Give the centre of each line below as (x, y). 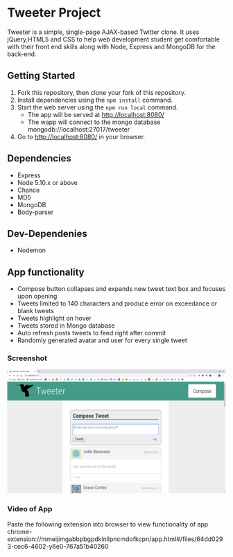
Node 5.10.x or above (47, 182)
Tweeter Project (54, 13)
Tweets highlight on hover (54, 318)
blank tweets (35, 311)
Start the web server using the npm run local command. (97, 107)
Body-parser (35, 212)
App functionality (46, 272)
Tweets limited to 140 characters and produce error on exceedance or (117, 303)
